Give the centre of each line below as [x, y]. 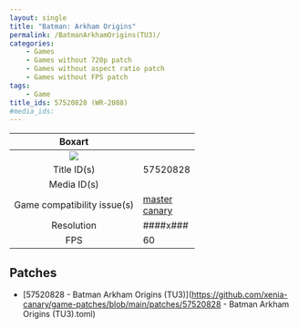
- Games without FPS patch [77, 77]
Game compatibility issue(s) [74, 205]
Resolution [74, 226]
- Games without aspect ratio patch [96, 69]
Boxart [74, 142]
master [158, 200]
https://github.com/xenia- [239, 295]
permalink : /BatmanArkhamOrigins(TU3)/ [85, 35]
